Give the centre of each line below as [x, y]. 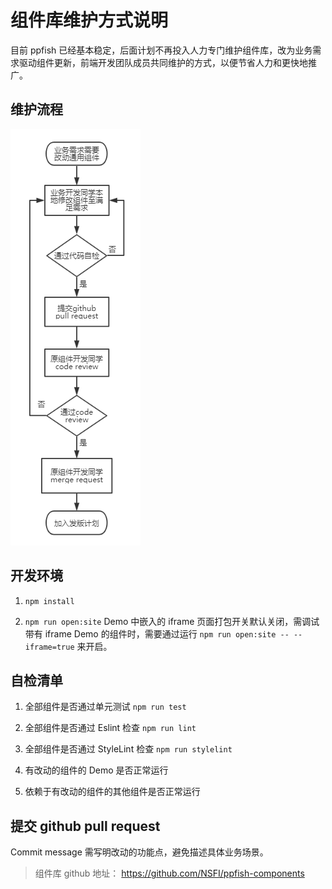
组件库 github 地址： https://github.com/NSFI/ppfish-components [169, 873]
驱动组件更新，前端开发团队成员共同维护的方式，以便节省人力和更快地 [163, 62]
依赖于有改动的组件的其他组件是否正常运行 [112, 792]
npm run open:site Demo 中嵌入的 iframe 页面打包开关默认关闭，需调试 [172, 621]
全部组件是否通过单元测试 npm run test [105, 707]
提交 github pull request [85, 826]
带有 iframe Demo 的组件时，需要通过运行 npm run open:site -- [157, 633]
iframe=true [49, 647]
